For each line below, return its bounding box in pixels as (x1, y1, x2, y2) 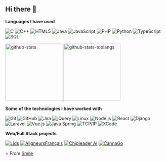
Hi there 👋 (5, 5, 37, 14)
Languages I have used (5, 18, 55, 24)
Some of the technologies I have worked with (5, 105, 102, 112)
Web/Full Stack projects (5, 130, 57, 136)
